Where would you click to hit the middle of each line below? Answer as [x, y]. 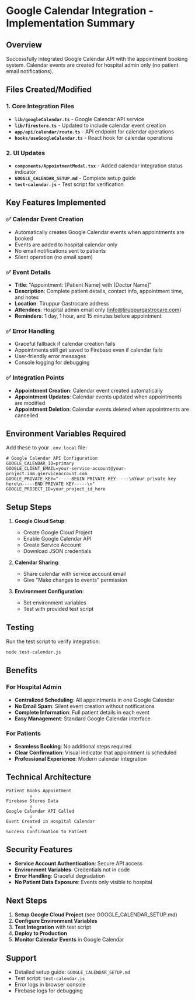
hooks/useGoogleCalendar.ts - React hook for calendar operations [94, 138]
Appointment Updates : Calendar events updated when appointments [98, 397]
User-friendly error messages [50, 356]
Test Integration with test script [53, 927]
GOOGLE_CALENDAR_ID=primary [40, 463]
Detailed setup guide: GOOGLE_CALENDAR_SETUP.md [72, 972]
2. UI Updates [26, 153]
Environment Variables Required [66, 433]
